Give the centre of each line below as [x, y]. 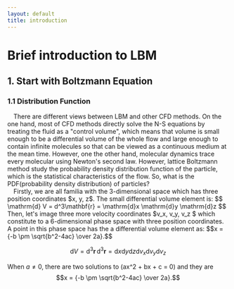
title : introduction [38, 20]
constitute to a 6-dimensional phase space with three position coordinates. [116, 221]
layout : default [31, 14]
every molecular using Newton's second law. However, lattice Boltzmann [112, 161]
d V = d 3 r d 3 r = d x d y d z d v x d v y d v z [118, 252]
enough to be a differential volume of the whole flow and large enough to [113, 139]
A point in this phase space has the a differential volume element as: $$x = [115, 229]
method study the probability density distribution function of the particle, [112, 169]
